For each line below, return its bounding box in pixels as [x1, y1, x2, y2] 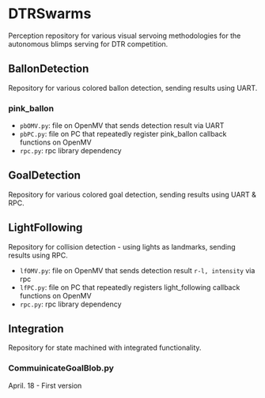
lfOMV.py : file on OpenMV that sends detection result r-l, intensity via [19, 265, 256, 275]
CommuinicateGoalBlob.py [8, 362, 115, 374]
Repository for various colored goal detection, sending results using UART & [8, 190, 257, 199]
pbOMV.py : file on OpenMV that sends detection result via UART [19, 121, 225, 130]
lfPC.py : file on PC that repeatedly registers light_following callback [19, 282, 240, 292]
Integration [8, 322, 65, 336]
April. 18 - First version [8, 381, 82, 390]
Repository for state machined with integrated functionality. [8, 343, 202, 352]
